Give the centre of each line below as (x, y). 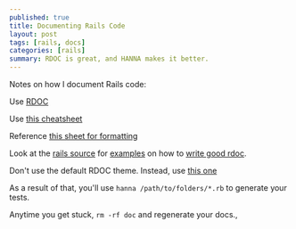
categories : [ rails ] (48, 51)
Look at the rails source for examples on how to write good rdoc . (128, 153)
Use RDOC (29, 102)
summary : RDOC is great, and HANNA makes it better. (109, 59)
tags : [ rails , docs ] (48, 42)
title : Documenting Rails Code (67, 26)
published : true (39, 17)
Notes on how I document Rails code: (78, 84)
